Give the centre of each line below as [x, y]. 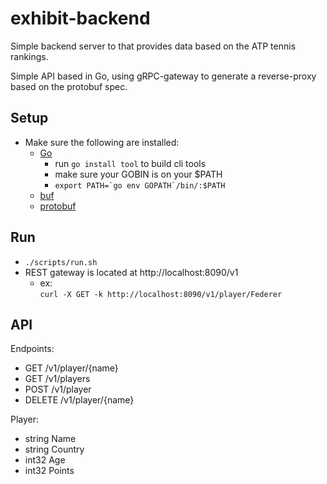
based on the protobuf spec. [69, 86]
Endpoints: [32, 349]
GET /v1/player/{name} [71, 368]
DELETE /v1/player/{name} [79, 400]
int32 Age [45, 460]
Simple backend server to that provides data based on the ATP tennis [153, 46]
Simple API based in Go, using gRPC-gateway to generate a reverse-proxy [163, 76]
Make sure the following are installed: [102, 142]
